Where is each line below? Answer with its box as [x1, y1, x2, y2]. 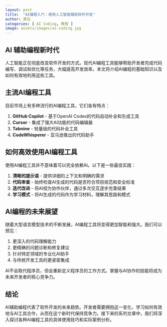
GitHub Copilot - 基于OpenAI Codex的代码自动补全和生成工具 [12, 113, 140, 119]
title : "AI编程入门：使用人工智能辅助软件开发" [5, 12, 96, 17]
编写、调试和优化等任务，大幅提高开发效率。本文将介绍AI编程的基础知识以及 [5, 66, 163, 72]
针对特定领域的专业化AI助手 [12, 251, 70, 257]
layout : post [5, 7, 32, 12]
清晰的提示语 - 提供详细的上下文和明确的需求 [12, 173, 105, 179]
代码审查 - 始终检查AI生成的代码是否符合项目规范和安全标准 [12, 179, 135, 185]
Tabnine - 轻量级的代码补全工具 [12, 125, 78, 131]
